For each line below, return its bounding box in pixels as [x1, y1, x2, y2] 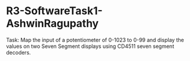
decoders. [6, 49, 31, 56]
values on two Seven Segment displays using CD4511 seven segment [6, 43, 175, 50]
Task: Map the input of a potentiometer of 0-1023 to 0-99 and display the [6, 36, 184, 43]
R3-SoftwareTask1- [6, 4, 103, 18]
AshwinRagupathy [6, 17, 99, 30]
